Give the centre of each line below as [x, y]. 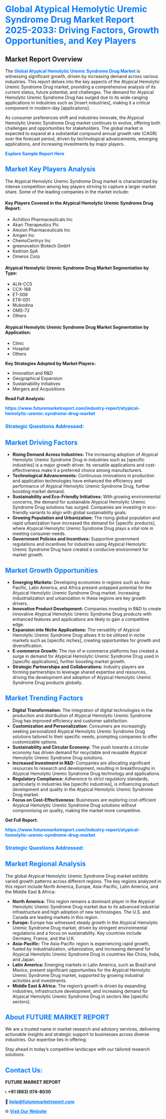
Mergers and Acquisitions [39, 389]
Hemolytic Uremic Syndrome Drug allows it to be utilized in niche [79, 635]
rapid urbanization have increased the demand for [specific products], [84, 523]
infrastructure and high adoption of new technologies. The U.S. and [81, 912]
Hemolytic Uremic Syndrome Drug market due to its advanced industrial [86, 906]
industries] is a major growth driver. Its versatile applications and [78, 465]
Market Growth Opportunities [52, 570]
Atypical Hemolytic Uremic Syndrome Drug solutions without [74, 805]
